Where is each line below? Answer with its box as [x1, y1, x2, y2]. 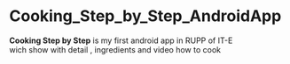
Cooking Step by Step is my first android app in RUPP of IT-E [9, 35, 233, 46]
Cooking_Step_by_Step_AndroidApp [9, 6, 282, 26]
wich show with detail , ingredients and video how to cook [9, 44, 222, 54]
